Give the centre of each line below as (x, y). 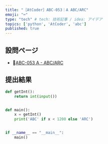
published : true (22, 29)
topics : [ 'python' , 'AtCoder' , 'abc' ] (46, 24)
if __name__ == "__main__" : (35, 133)
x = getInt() (28, 115)
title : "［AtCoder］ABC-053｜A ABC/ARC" (47, 10)
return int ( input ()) (36, 96)
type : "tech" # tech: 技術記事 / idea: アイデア (54, 19)
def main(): (18, 110)
